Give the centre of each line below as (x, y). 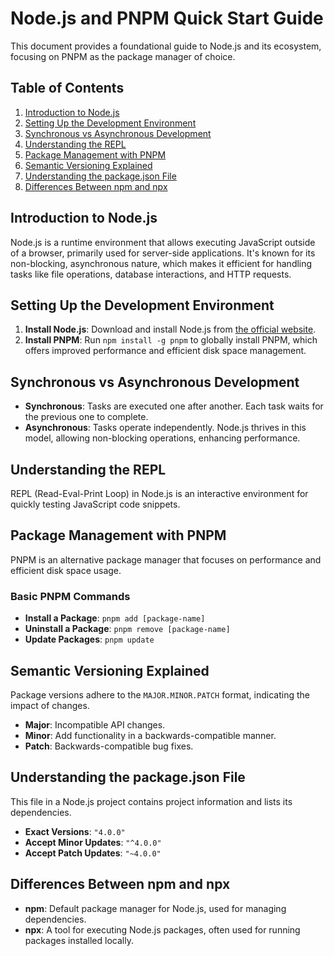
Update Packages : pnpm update (89, 639)
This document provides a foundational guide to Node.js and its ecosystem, (166, 46)
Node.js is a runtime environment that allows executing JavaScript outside (163, 242)
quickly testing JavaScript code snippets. (95, 504)
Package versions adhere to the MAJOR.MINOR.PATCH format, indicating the (160, 694)
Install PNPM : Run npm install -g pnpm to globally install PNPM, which (171, 340)
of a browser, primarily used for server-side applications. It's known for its (163, 253)
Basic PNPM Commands (70, 596)
